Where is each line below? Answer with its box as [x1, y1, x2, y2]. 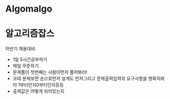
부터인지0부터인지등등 [20, 82, 64, 88]
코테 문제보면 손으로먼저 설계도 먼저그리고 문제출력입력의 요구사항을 [12, 76, 147, 82]
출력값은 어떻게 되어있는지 [12, 88, 65, 94]
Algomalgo [5, 3, 52, 15]
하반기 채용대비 [5, 46, 36, 52]
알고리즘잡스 [5, 28, 55, 40]
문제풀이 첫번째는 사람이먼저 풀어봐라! [12, 69, 88, 75]
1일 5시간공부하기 [12, 56, 47, 62]
